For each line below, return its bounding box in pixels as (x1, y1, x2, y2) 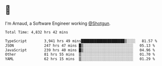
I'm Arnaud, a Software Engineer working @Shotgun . (5, 20, 111, 26)
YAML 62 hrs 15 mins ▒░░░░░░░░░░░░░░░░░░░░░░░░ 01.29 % (5, 57, 155, 62)
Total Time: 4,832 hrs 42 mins (5, 30, 68, 34)
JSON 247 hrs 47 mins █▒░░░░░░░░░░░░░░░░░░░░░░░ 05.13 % (5, 43, 155, 48)
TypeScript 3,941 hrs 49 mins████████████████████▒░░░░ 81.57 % (5, 38, 158, 43)
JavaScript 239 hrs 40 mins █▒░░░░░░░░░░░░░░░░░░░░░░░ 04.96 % (5, 48, 155, 52)
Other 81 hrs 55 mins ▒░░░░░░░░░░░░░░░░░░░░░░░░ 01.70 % (5, 52, 155, 57)
